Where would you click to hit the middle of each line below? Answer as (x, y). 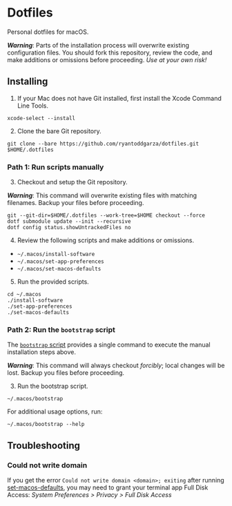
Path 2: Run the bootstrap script (61, 329)
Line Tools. (33, 106)
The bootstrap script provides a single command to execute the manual (109, 345)
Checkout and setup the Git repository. (72, 182)
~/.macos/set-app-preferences (61, 262)
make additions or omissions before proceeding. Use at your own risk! (107, 59)
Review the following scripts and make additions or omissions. (106, 240)
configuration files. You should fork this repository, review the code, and (110, 52)
